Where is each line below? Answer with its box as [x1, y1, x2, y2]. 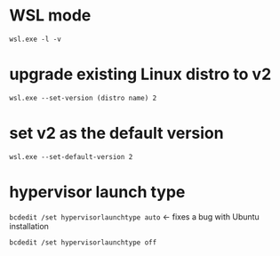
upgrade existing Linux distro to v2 [9, 64, 272, 84]
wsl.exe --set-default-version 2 [9, 152, 133, 161]
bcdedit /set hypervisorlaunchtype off [9, 237, 157, 247]
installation [9, 220, 49, 231]
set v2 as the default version [9, 124, 224, 143]
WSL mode [9, 5, 92, 26]
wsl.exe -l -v [9, 35, 62, 44]
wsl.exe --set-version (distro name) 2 [9, 93, 157, 102]
